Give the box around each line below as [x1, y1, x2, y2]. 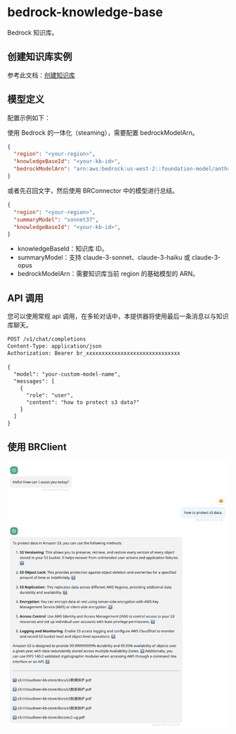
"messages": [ [13, 378, 55, 385]
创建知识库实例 [7, 51, 72, 63]
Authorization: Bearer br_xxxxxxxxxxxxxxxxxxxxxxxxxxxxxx [7, 350, 181, 357]
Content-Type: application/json [7, 343, 102, 350]
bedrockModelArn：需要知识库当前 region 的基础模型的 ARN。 [17, 270, 199, 278]
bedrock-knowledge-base [7, 4, 164, 20]
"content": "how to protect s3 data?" [25, 399, 140, 406]
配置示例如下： [7, 113, 51, 122]
